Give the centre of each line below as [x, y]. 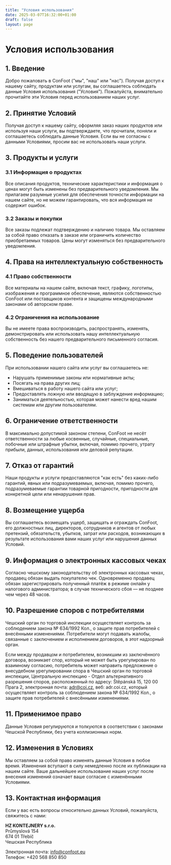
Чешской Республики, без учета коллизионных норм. [64, 731]
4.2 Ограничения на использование [52, 317]
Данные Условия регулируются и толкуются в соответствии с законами [84, 726]
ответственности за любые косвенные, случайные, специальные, [77, 438]
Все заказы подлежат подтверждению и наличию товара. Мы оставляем [85, 230]
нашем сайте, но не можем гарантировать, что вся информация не [79, 199]
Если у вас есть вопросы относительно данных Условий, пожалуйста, [82, 810]
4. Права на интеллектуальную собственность [84, 262]
